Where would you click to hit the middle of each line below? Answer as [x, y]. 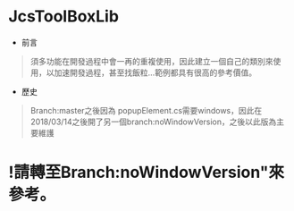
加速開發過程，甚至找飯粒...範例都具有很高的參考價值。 [155, 72]
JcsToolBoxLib [64, 17]
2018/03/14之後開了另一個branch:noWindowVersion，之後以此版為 [153, 122]
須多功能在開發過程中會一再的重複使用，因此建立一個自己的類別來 [151, 61]
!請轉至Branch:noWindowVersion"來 [147, 173]
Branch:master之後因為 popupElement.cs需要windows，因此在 [146, 110]
